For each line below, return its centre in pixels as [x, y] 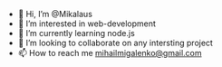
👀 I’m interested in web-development [87, 24]
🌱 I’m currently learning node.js [77, 33]
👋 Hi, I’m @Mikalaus [55, 14]
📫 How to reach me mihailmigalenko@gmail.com [110, 53]
